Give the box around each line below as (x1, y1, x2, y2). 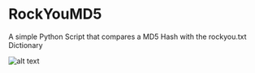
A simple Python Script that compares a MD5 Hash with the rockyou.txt (8, 32, 247, 41)
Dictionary (8, 40, 43, 49)
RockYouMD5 (8, 5, 102, 24)
